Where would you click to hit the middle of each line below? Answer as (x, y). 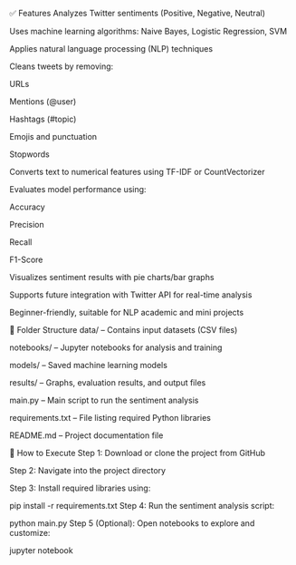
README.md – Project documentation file (86, 435)
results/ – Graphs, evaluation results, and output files (108, 383)
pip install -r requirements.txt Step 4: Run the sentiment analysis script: (142, 506)
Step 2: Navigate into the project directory (87, 470)
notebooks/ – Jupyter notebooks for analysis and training (116, 347)
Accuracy (27, 207)
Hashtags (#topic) (43, 119)
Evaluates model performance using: (78, 189)
